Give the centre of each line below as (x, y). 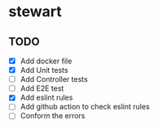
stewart (35, 12)
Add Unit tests (44, 70)
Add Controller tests (54, 79)
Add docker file (46, 61)
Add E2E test (42, 88)
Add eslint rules (46, 98)
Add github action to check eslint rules (85, 107)
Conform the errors (53, 116)
